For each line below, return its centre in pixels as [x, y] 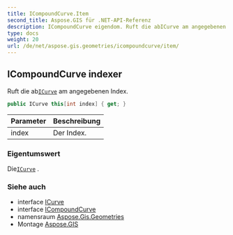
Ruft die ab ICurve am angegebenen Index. [68, 91]
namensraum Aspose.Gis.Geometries [70, 217]
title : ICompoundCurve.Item [48, 14]
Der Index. [70, 132]
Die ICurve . [23, 169]
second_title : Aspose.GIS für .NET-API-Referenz [79, 20]
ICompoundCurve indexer [65, 74]
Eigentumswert [34, 153]
